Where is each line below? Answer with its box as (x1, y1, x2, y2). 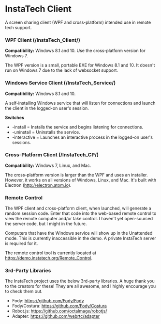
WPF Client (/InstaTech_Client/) (5, 36, 81, 43)
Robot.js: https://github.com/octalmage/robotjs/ (12, 308, 107, 314)
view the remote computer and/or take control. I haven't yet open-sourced (5, 216, 153, 222)
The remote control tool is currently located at (5, 250, 97, 256)
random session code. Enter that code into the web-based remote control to (5, 211, 157, 216)
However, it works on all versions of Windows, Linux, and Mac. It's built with (5, 177, 156, 183)
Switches (5, 114, 24, 120)
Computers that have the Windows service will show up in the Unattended (5, 230, 153, 236)
